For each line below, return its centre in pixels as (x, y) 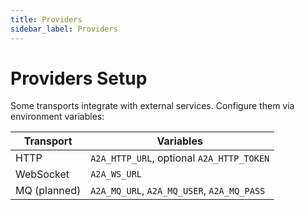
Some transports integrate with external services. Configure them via (152, 106)
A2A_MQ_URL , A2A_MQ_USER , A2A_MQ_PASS (178, 191)
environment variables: (57, 117)
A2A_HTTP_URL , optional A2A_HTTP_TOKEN (180, 158)
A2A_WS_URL (116, 174)
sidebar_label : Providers (64, 29)
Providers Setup (79, 78)
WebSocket (42, 174)
